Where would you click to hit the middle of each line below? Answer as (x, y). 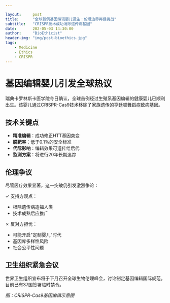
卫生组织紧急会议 (32, 265)
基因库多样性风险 (30, 241)
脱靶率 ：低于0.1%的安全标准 (42, 142)
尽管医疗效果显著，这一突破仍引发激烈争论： (52, 185)
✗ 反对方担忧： (21, 224)
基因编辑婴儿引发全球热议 (59, 83)
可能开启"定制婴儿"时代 (37, 235)
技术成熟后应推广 (30, 213)
